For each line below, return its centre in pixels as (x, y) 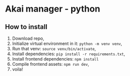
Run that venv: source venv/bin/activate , (54, 49)
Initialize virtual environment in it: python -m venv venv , (67, 44)
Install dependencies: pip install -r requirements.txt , (69, 54)
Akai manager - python (53, 9)
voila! (18, 69)
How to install (26, 27)
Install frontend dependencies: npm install (55, 59)
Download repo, (28, 38)
